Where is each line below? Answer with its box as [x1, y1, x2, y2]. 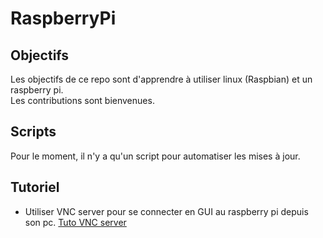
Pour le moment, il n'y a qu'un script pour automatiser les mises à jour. [10, 150, 301, 162]
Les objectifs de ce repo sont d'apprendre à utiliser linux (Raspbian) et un [10, 73, 313, 85]
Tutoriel [10, 179, 60, 196]
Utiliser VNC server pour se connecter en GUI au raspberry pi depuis [24, 205, 309, 217]
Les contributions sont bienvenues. [10, 95, 155, 106]
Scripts [10, 123, 57, 141]
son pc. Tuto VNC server [24, 216, 127, 228]
